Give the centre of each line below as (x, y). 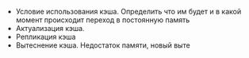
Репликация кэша (46, 37)
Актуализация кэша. (50, 28)
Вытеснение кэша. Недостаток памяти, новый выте (103, 45)
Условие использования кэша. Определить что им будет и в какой (128, 12)
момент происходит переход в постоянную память (103, 20)
